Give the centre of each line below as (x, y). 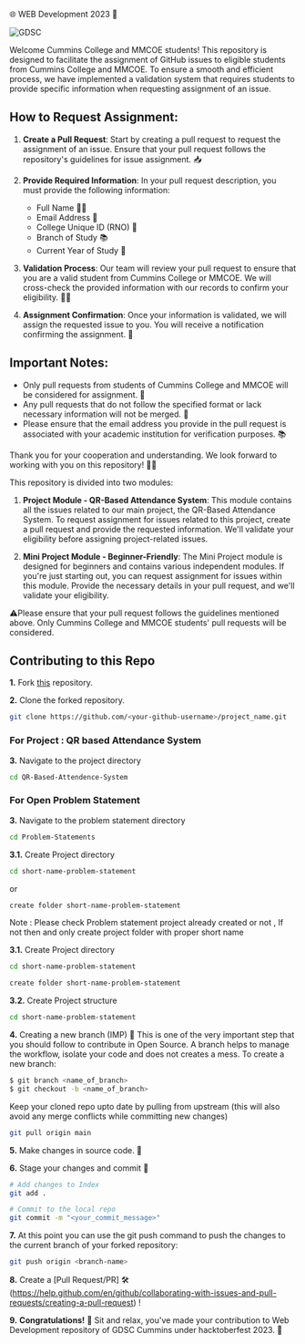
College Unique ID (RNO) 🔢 (87, 227)
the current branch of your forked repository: (94, 1246)
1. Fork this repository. (51, 683)
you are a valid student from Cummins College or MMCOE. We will (147, 277)
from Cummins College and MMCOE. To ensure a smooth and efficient (142, 69)
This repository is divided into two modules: (91, 482)
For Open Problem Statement (75, 801)
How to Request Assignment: (94, 117)
